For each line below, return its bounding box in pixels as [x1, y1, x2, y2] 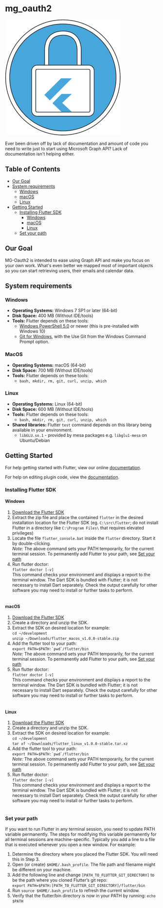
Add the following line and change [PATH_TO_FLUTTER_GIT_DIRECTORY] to [12, 872, 155, 878]
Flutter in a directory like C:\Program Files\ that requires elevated [12, 524, 145, 531]
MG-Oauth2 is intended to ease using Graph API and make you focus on [5, 257, 150, 263]
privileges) [12, 530, 34, 536]
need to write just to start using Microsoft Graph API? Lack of [5, 145, 128, 152]
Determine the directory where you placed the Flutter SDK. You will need [12, 851, 158, 857]
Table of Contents [5, 165, 61, 174]
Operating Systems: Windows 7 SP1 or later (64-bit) [12, 308, 118, 314]
